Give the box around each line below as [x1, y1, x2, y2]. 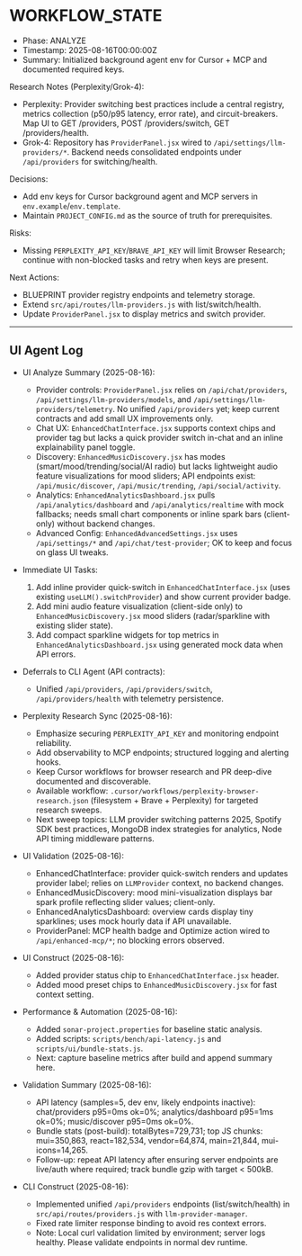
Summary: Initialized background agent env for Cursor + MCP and [22, 54, 268, 65]
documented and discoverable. [35, 776, 151, 786]
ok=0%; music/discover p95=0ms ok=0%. [35, 1116, 194, 1126]
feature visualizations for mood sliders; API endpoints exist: [35, 470, 256, 481]
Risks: [9, 227, 31, 238]
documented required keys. [22, 64, 125, 75]
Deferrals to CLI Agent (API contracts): [22, 666, 165, 677]
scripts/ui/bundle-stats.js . [35, 1043, 144, 1054]
